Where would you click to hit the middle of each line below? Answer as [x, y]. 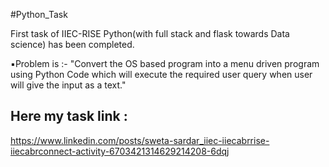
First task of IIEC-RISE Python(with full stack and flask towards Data [150, 33]
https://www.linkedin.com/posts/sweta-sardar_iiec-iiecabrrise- [140, 140]
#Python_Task [39, 14]
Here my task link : [69, 116]
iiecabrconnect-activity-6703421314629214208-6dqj [120, 151]
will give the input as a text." [68, 85]
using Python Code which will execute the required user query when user [161, 74]
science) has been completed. [72, 44]
